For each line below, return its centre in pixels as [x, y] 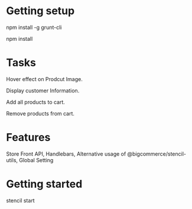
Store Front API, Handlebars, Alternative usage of [66, 154]
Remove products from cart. [40, 113]
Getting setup [40, 11]
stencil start [20, 200]
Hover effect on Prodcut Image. [44, 79]
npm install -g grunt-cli [34, 27]
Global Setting [36, 160]
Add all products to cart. [35, 102]
